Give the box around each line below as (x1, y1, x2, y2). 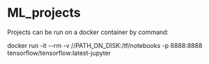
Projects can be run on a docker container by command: (7, 28, 169, 36)
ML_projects (7, 5, 82, 21)
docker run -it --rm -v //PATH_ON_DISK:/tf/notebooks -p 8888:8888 (7, 41, 203, 49)
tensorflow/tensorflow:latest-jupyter (7, 49, 111, 57)
